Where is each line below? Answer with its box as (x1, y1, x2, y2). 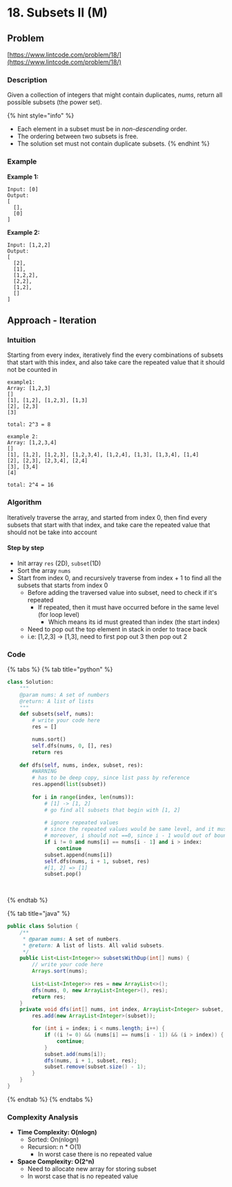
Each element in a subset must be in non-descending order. (17, 125, 188, 133)
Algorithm (7, 498, 42, 507)
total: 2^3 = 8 (7, 421, 51, 429)
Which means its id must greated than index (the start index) (48, 618, 220, 626)
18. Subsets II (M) (7, 5, 108, 21)
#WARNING (32, 768, 57, 775)
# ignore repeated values (43, 819, 119, 826)
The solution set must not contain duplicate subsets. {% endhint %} (17, 139, 210, 148)
